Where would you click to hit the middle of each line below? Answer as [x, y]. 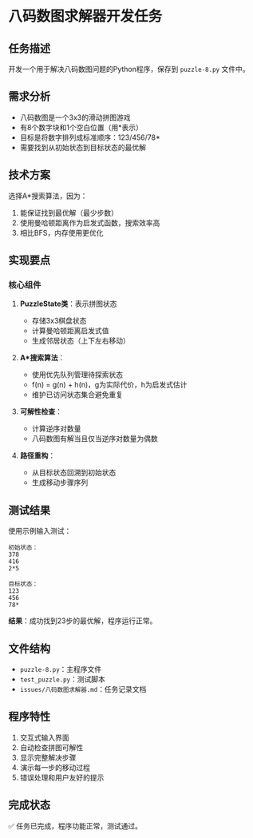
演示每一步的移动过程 [55, 767]
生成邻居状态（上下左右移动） [81, 341]
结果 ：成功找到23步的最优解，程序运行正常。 [83, 621]
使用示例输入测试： [40, 531]
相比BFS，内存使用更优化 [61, 232]
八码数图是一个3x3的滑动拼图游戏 [75, 117]
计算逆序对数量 [56, 429]
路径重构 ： [38, 455]
